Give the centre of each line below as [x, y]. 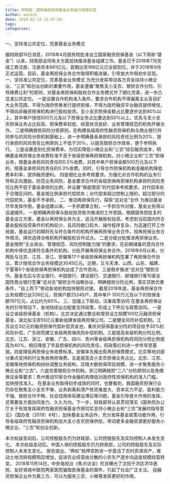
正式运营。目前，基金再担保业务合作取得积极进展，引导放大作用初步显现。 [83, 73]
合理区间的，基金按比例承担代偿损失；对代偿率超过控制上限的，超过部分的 [87, 194]
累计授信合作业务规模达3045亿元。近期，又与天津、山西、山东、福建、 [88, 263]
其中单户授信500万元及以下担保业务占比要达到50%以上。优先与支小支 [87, 118]
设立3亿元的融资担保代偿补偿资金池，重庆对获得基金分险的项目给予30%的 [87, 326]
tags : [11, 24]
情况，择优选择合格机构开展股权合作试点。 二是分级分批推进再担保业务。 [86, 238]
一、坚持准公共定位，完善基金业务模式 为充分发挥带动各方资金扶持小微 [79, 80]
